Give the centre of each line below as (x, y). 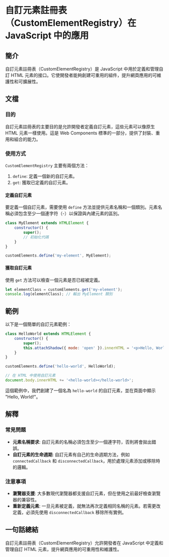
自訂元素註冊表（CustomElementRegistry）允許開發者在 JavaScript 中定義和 (84, 543)
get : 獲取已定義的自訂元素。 (41, 182)
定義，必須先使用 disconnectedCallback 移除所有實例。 (69, 512)
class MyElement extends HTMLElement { (47, 223)
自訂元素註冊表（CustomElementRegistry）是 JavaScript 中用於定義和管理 (82, 69)
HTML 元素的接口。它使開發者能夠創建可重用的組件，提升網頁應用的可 (84, 75)
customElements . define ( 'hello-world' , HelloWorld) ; (60, 367)
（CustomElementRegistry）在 (71, 23)
